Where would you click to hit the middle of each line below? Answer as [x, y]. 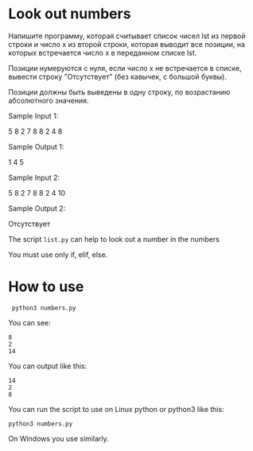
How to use [46, 287]
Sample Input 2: [34, 177]
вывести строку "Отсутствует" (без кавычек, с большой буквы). [118, 76]
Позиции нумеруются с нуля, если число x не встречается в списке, [125, 68]
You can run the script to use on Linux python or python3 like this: [116, 409]
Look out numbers [70, 14]
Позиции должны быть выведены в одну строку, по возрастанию [119, 91]
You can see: [29, 322]
